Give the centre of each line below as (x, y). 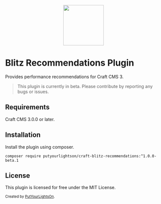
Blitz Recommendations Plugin (70, 63)
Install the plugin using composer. (40, 147)
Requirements (27, 107)
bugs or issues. (33, 92)
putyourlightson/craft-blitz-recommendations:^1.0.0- (100, 156)
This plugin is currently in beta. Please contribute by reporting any (85, 86)
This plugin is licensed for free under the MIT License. (60, 188)
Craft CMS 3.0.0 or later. (30, 119)
